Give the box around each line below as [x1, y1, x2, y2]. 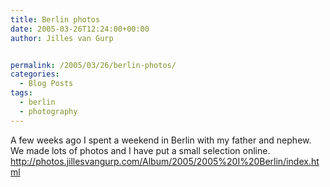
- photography [19, 106, 78, 116]
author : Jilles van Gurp [10, 33, 114, 43]
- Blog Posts [19, 79, 74, 89]
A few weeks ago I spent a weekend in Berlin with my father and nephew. [10, 134, 312, 146]
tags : [10, 88, 33, 98]
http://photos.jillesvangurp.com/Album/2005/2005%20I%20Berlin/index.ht [10, 155, 320, 167]
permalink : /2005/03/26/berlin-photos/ [10, 60, 177, 70]
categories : [10, 69, 60, 80]
